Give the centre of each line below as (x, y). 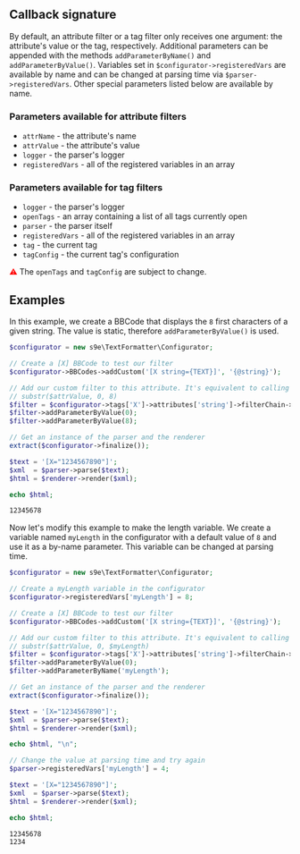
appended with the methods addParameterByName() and (110, 55)
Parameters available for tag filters (86, 188)
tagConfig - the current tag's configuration (100, 255)
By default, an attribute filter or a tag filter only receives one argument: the (146, 36)
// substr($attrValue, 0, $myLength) (79, 646)
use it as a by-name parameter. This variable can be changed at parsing (142, 547)
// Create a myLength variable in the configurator (107, 589)
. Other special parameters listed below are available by (171, 83)
